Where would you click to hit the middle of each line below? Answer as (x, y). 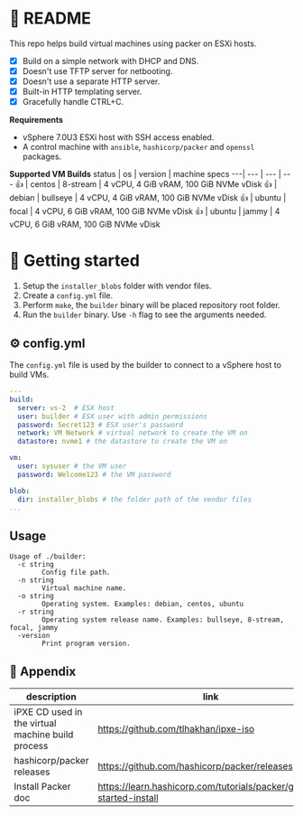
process (31, 746)
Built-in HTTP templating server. (82, 92)
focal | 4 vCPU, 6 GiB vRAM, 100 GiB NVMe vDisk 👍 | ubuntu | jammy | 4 (145, 211)
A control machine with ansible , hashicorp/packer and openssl (138, 147)
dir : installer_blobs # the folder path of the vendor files (135, 499)
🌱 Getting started (74, 261)
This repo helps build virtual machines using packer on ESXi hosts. (133, 43)
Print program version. (86, 644)
